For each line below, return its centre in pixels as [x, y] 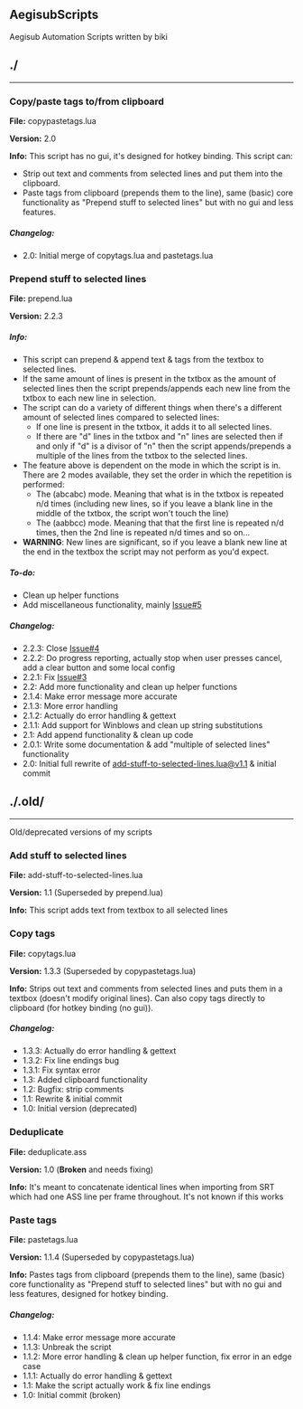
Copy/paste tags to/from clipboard [87, 101]
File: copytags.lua [43, 953]
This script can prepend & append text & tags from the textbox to [143, 360]
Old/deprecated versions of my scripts [81, 832]
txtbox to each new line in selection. [89, 398]
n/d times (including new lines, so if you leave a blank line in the [154, 504]
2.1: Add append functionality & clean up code [108, 735]
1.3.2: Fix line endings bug [71, 1061]
